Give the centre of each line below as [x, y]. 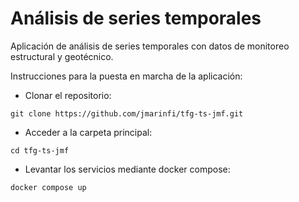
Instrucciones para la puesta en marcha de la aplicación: [126, 76]
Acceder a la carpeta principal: [88, 132]
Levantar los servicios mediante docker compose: [127, 169]
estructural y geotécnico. [62, 56]
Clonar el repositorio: [68, 95]
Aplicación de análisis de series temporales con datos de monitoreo [150, 46]
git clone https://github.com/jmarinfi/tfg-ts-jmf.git [127, 113]
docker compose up [48, 187]
